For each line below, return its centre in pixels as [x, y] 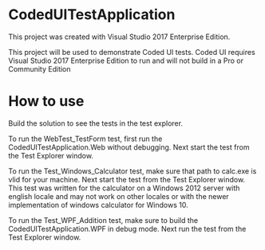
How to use [46, 102]
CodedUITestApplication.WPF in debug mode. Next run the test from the [127, 229]
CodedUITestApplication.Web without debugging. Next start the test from [129, 147]
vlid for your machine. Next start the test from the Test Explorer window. [127, 179]
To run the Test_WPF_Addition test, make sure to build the [103, 220]
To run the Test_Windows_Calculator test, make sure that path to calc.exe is [132, 171]
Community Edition [40, 68]
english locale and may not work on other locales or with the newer [119, 196]
